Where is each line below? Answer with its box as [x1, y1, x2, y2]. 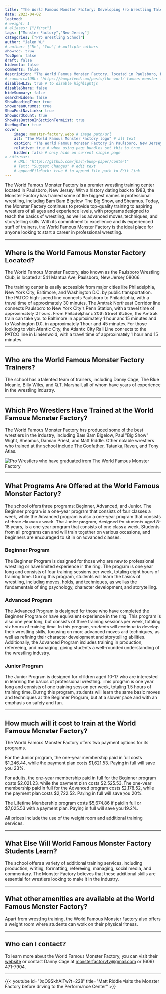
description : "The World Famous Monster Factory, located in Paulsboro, [5, 72, 158, 77]
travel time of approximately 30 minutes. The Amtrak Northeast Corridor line [5, 300, 161, 306]
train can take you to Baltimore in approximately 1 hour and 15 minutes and [5, 315, 157, 322]
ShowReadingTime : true [5, 100, 52, 105]
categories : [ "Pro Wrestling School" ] [5, 35, 85, 40]
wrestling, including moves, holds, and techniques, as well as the [5, 579, 137, 585]
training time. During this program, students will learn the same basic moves [5, 689, 160, 695]
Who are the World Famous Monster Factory [5, 356, 145, 364]
